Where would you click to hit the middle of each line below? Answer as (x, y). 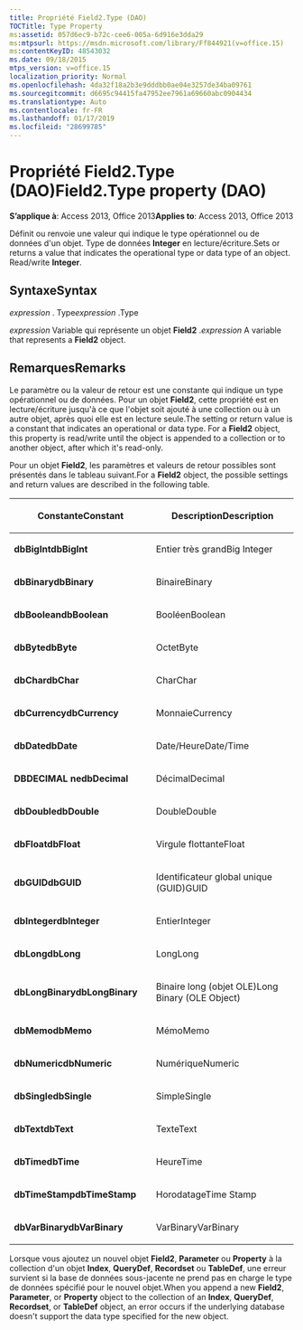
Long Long (178, 953)
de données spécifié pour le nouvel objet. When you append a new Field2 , (147, 1287)
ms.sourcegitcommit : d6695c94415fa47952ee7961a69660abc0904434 (131, 93)
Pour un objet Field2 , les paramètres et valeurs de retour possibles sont (143, 465)
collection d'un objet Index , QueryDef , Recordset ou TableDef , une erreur (148, 1268)
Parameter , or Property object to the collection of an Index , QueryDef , (142, 1297)
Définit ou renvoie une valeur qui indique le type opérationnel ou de (134, 233)
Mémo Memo (183, 1030)
